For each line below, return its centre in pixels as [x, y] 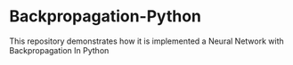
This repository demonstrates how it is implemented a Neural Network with [147, 41]
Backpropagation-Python [106, 16]
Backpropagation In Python [59, 50]
